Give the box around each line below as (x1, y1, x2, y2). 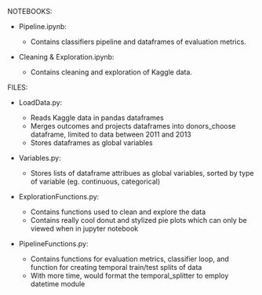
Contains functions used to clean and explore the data (30, 207, 206, 217)
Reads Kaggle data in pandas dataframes (30, 113, 164, 122)
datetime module (30, 279, 86, 289)
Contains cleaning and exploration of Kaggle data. (30, 67, 193, 77)
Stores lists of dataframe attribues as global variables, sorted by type (30, 169, 254, 177)
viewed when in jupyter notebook (30, 224, 139, 233)
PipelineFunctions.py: (18, 239, 89, 248)
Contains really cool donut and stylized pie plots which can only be (30, 216, 248, 224)
